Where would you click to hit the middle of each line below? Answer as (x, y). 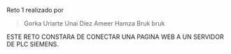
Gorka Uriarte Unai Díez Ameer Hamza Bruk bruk (94, 23)
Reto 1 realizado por (35, 10)
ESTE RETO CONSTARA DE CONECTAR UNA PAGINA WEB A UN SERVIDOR (115, 37)
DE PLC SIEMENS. (33, 44)
